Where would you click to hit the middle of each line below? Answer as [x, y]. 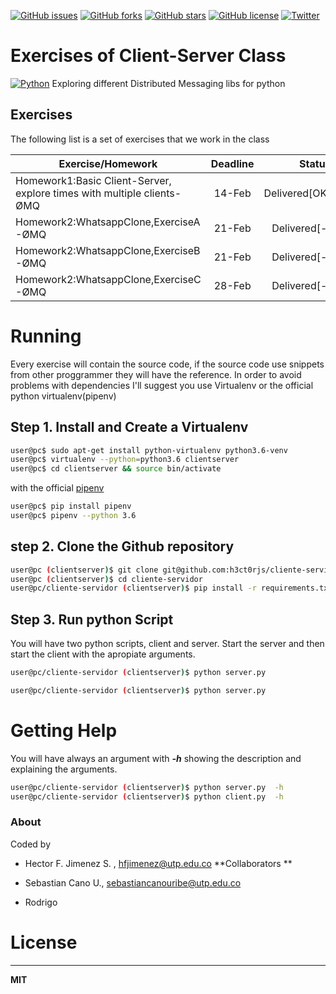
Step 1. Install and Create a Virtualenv [129, 427]
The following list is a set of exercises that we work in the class [140, 139]
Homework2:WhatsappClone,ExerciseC [108, 279]
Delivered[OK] [297, 193]
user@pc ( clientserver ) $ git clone [84, 570]
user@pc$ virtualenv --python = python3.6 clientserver [125, 460]
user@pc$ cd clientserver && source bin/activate [116, 469]
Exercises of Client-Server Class [148, 56]
